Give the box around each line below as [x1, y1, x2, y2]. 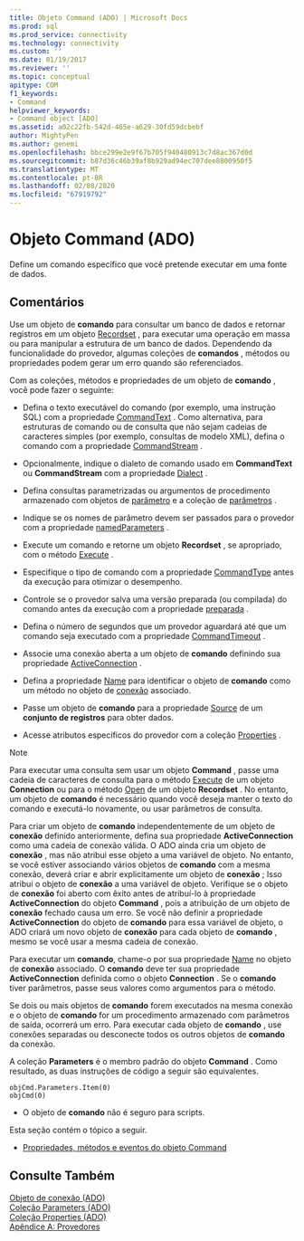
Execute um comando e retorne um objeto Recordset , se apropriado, [22, 539, 282, 550]
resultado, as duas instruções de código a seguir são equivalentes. [9, 1065, 260, 1076]
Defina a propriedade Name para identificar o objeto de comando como [22, 675, 291, 686]
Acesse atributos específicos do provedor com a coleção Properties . [22, 730, 282, 740]
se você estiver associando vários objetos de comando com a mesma [9, 859, 271, 870]
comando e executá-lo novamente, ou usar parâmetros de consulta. [9, 803, 263, 814]
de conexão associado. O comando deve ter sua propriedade [9, 963, 240, 974]
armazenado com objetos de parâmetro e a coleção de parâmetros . [22, 494, 278, 505]
